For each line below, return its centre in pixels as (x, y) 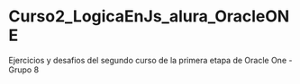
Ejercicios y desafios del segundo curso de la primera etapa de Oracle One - (150, 60)
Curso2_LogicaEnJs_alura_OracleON (149, 17)
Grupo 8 (24, 70)
